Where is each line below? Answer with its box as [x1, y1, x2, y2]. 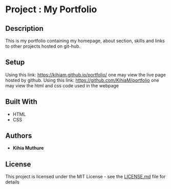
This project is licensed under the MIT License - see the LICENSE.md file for [5, 174, 166, 180]
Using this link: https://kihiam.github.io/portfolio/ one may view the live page [5, 71, 166, 78]
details [5, 179, 19, 185]
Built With [5, 98, 37, 106]
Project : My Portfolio [5, 4, 97, 15]
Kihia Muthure [12, 145, 44, 151]
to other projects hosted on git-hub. [5, 43, 81, 49]
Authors [5, 131, 32, 140]
